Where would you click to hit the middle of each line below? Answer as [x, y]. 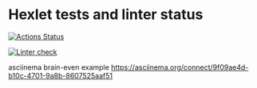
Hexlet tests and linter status [106, 15]
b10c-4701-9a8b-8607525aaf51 [61, 75]
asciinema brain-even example [59, 67]
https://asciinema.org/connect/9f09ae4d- [180, 67]
